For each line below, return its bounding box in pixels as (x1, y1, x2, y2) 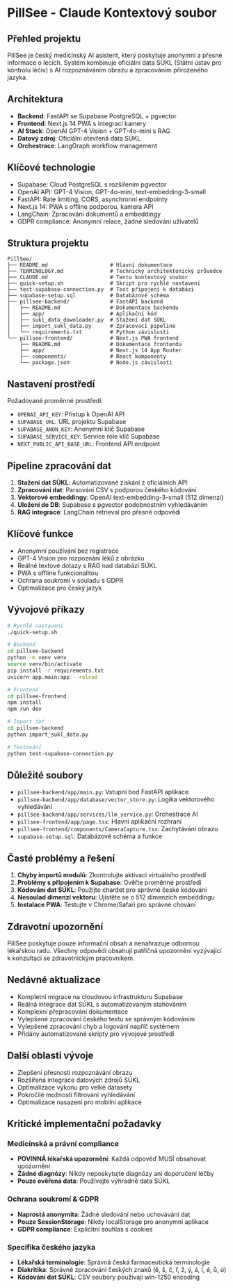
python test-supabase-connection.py (7, 750, 113, 757)
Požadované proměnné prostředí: (7, 397, 103, 405)
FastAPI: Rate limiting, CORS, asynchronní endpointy (17, 195, 168, 203)
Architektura (7, 93, 64, 105)
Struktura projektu (7, 237, 89, 249)
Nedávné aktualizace (7, 974, 101, 986)
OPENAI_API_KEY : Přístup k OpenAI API (17, 410, 125, 418)
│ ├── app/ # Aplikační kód (7, 311, 157, 317)
